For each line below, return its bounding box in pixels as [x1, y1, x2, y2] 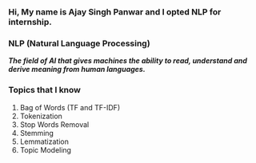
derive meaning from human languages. [8, 65, 146, 74]
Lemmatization [19, 137, 70, 146]
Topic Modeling [19, 145, 72, 154]
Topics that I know [8, 85, 82, 96]
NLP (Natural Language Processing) [8, 38, 150, 49]
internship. [8, 16, 52, 27]
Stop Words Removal [19, 119, 90, 129]
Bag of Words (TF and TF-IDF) [19, 102, 121, 112]
